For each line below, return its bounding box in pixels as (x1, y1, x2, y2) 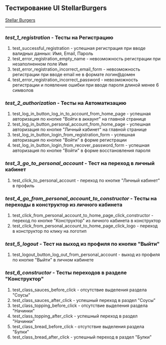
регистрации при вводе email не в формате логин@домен (12, 72, 135, 78)
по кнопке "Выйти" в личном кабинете (12, 257, 94, 263)
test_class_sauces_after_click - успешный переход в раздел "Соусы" (12, 297, 156, 303)
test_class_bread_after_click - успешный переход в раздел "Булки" (12, 334, 152, 340)
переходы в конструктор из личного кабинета (5, 201, 123, 208)
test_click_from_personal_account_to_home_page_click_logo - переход (12, 223, 158, 229)
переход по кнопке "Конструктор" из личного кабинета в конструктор (12, 217, 161, 223)
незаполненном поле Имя (12, 61, 68, 67)
